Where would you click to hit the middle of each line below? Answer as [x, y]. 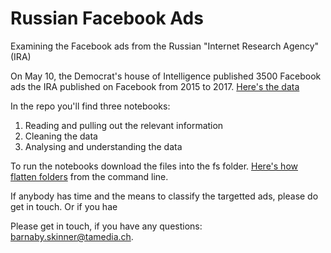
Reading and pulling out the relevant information [124, 125]
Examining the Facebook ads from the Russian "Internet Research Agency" [165, 46]
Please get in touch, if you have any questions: [106, 226]
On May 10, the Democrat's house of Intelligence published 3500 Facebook [166, 76]
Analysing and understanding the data [103, 146]
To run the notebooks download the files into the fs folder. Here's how [154, 166]
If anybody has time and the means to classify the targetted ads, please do [164, 196]
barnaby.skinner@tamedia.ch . [72, 236]
